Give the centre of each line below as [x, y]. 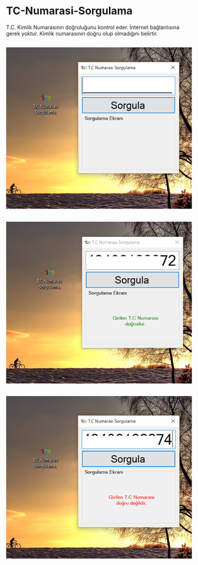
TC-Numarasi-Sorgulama [69, 11]
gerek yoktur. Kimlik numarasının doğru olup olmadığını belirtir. [82, 33]
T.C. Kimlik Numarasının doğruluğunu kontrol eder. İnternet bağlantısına [93, 27]
